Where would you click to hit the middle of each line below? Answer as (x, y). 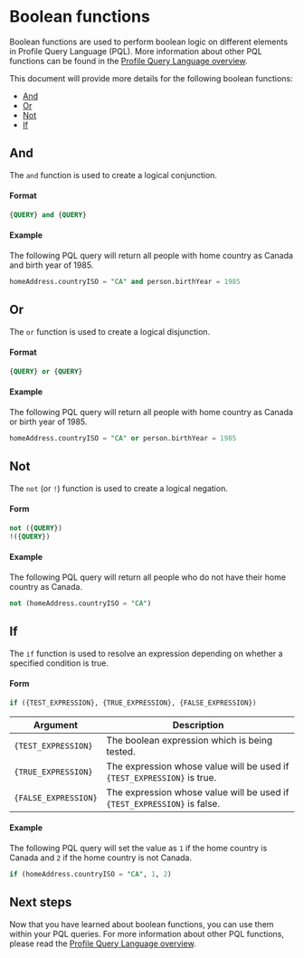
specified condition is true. (59, 663)
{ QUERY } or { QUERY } (46, 371)
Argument (56, 725)
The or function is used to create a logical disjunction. (110, 331)
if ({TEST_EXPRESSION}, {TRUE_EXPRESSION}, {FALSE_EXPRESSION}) (133, 703)
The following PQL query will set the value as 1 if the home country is (138, 848)
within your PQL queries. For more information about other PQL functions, (147, 934)
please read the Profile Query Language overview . (103, 944)
